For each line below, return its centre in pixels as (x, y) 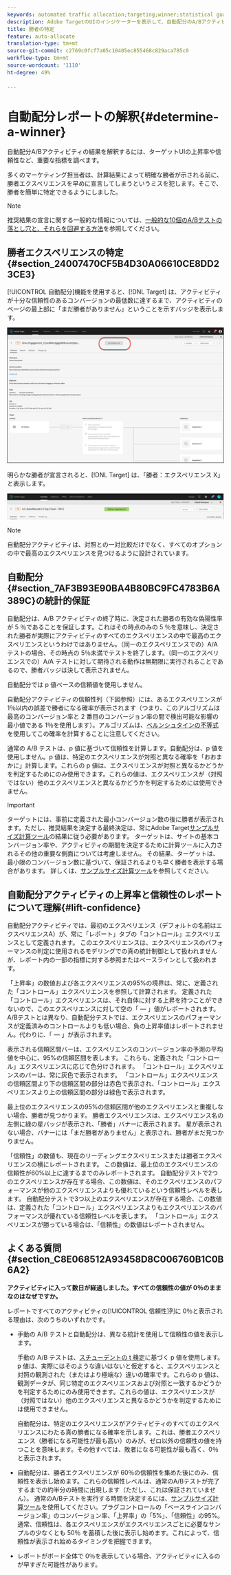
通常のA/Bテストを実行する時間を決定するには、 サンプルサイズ (123, 1498)
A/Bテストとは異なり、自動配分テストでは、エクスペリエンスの (96, 1017)
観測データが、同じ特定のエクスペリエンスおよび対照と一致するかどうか (119, 1383)
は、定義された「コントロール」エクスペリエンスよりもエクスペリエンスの (112, 1207)
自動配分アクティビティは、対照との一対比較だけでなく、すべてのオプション (114, 545)
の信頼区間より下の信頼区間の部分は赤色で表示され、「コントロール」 (105, 1083)
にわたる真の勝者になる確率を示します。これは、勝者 (116, 1432)
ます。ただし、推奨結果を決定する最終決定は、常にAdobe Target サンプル (110, 828)
